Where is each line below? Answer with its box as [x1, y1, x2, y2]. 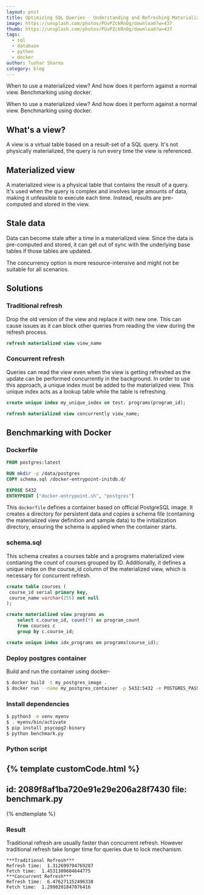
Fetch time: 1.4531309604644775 [6, 868, 91, 874]
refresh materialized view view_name [6, 340, 102, 346]
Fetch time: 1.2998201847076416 [6, 884, 91, 890]
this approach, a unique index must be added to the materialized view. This [6, 381, 194, 389]
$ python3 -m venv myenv [6, 713, 69, 720]
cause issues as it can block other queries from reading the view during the [6, 322, 195, 329]
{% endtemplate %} [6, 810, 56, 817]
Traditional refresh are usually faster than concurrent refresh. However [6, 839, 183, 846]
